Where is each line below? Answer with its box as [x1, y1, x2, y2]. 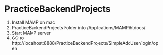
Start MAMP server [11, 30, 51, 36]
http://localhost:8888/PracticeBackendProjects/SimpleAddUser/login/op [11, 40, 159, 46]
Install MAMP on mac [11, 19, 55, 25]
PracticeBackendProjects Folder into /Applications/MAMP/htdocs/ [11, 24, 146, 30]
